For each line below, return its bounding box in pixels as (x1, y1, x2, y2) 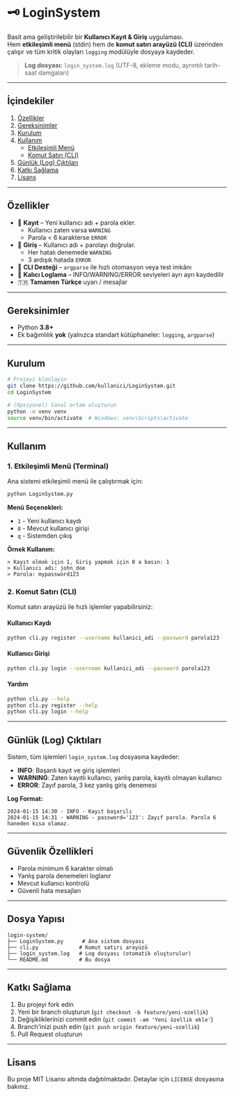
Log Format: (7, 795, 43, 803)
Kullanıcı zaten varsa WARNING (27, 225, 111, 234)
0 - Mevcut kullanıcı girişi (17, 524, 89, 532)
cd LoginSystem (7, 389, 52, 396)
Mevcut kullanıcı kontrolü (17, 879, 90, 887)
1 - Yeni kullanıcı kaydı (17, 517, 81, 525)
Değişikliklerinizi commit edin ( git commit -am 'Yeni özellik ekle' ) (17, 1015, 214, 1023)
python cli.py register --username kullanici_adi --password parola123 (7, 634, 219, 641)
